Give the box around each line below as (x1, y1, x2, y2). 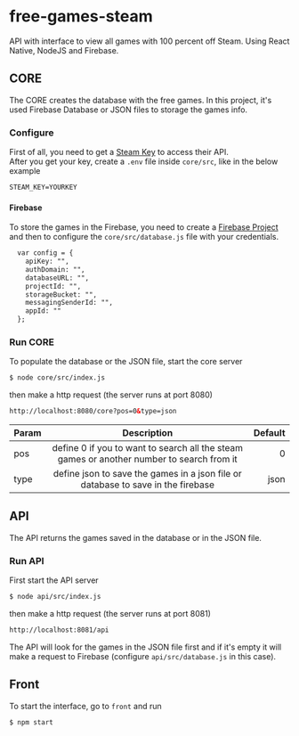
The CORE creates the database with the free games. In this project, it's (9, 94, 272, 105)
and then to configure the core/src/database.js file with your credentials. (9, 232, 279, 242)
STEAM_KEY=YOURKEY (9, 183, 77, 192)
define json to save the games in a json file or (53, 468, 242, 480)
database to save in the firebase (80, 478, 215, 491)
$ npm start (9, 717, 53, 727)
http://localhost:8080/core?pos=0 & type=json (9, 407, 177, 416)
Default (253, 427, 286, 439)
